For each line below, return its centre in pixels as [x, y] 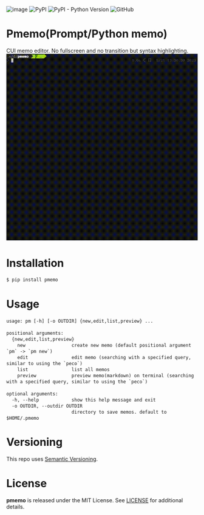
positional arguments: [35, 334]
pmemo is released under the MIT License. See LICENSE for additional [95, 500]
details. [15, 507]
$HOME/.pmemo [23, 419]
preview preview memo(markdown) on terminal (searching [106, 376]
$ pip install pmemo [32, 280]
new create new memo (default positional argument [104, 346]
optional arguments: [32, 394]
